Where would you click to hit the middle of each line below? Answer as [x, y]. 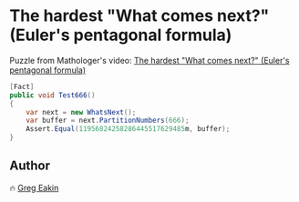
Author [30, 166]
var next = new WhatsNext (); [81, 112]
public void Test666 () [52, 95]
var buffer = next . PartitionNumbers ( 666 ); [108, 121]
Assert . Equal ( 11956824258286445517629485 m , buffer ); [128, 129]
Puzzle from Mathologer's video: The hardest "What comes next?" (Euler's [149, 60]
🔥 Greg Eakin [34, 187]
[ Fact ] [22, 86]
